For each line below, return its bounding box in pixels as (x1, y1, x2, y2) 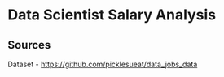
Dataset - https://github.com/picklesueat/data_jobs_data (7, 59, 198, 69)
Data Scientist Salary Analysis (7, 6, 217, 24)
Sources (7, 38, 51, 52)
